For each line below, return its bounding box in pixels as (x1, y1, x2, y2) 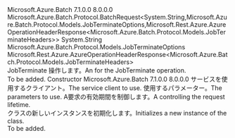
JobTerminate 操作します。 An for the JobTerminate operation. (7, 66, 186, 75)
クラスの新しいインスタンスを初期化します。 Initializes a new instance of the (7, 109, 227, 117)
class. (7, 117, 25, 125)
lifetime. (7, 101, 31, 108)
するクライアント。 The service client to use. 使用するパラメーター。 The (13, 84, 223, 92)
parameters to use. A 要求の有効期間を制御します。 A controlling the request (7, 93, 225, 101)
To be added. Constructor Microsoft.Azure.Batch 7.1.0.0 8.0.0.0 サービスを (7, 75, 222, 83)
